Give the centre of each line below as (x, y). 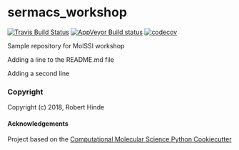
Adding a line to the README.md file (61, 59)
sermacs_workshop (67, 12)
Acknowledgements (38, 123)
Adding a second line (39, 73)
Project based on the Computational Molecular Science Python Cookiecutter (119, 139)
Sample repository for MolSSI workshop (66, 45)
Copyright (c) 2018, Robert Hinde (56, 107)
